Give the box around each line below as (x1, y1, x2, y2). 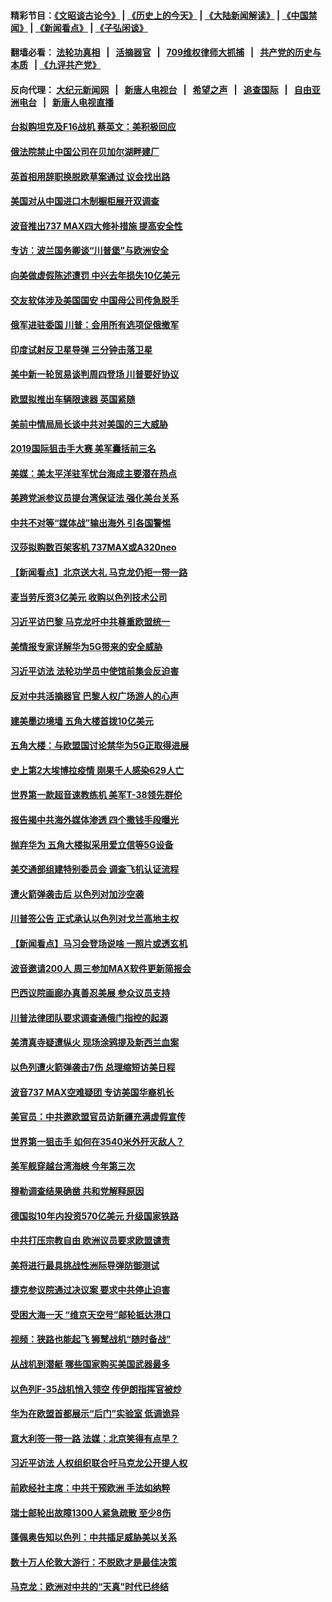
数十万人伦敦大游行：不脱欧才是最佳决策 (10, 1556, 177, 1568)
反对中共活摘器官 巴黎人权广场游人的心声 (10, 690, 180, 702)
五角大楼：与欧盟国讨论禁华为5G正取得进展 (10, 740, 190, 752)
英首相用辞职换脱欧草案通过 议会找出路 (10, 170, 171, 182)
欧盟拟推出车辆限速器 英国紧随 (10, 393, 136, 405)
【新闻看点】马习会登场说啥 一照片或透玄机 (10, 937, 188, 949)
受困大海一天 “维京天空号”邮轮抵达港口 (10, 1308, 172, 1320)
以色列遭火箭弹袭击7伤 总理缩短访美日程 (10, 1061, 176, 1073)
